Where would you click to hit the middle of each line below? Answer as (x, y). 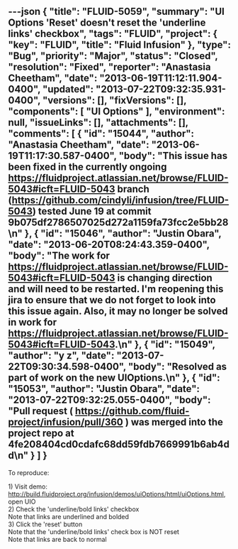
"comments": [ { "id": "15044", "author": (101, 134)
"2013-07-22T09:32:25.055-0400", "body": (109, 400)
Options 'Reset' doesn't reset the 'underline (107, 23)
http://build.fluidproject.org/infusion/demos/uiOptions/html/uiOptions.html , (117, 494)
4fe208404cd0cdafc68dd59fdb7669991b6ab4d (119, 444)
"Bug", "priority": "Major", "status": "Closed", (113, 56)
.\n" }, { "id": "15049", (165, 345)
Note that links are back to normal (57, 539)
